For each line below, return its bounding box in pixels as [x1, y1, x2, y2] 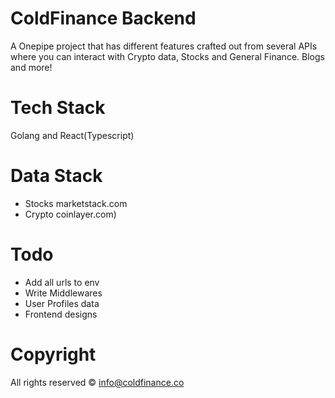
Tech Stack [10, 97, 106, 119]
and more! [10, 61, 53, 73]
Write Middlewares [24, 287, 103, 299]
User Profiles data [24, 297, 100, 309]
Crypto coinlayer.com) [24, 208, 117, 220]
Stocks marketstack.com [24, 197, 128, 209]
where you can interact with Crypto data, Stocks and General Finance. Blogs [10, 50, 325, 62]
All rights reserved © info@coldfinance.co [10, 376, 185, 388]
